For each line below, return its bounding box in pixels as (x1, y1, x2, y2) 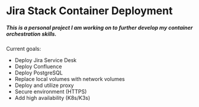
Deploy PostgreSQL (14, 69, 63, 76)
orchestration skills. (6, 30, 57, 37)
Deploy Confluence (14, 63, 62, 70)
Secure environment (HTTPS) (14, 88, 87, 95)
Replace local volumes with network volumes (14, 76, 126, 83)
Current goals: (6, 46, 41, 53)
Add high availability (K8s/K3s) (14, 95, 91, 102)
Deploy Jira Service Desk (14, 57, 77, 64)
